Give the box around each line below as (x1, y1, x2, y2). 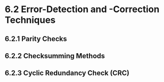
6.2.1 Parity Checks (5, 34, 67, 43)
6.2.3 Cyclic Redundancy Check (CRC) (5, 69, 130, 77)
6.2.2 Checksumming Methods (5, 52, 105, 60)
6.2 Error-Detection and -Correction (5, 4, 159, 15)
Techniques (5, 14, 56, 26)
